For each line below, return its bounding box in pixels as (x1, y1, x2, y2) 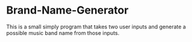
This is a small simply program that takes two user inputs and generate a (6, 23, 187, 30)
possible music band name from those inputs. (6, 29, 120, 36)
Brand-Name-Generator (6, 4, 129, 17)
